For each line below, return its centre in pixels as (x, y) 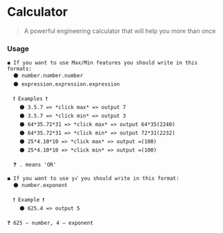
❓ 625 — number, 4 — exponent (50, 223)
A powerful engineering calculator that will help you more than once (120, 31)
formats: (20, 69)
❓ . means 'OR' (35, 165)
